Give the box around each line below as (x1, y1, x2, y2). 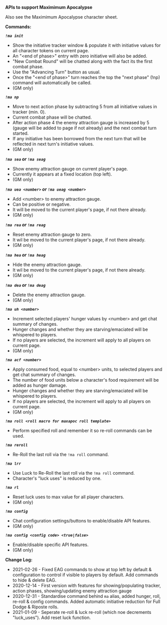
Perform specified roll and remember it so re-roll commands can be (12, 427, 152, 433)
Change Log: (5, 557, 33, 563)
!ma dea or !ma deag (5, 282, 46, 288)
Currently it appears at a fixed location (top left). (12, 171, 112, 177)
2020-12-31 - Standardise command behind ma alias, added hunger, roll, (12, 593, 161, 599)
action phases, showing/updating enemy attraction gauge (12, 588, 132, 594)
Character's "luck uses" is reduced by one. (12, 475, 102, 481)
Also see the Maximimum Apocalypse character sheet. (5, 14, 118, 20)
